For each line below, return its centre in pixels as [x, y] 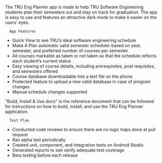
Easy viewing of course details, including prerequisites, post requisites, [83, 66]
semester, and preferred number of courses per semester [70, 51]
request [20, 135]
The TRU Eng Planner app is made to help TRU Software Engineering [74, 7]
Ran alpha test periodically [39, 140]
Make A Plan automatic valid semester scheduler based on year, [77, 45]
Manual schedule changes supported [50, 92]
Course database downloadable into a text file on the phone [72, 76]
